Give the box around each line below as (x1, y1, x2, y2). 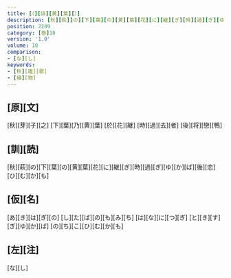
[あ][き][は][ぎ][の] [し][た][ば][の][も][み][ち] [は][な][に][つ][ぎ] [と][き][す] (7, 213, 221, 221)
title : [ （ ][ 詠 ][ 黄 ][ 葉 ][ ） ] (7, 10, 80, 17)
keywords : (7, 61, 36, 68)
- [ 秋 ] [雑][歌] (7, 68, 48, 75)
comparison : (7, 49, 41, 56)
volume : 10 (7, 42, 38, 49)
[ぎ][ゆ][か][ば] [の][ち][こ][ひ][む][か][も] (7, 221, 124, 230)
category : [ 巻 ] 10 (7, 29, 56, 37)
